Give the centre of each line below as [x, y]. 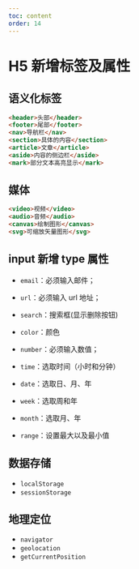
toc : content [30, 16]
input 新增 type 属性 [59, 259]
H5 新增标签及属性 [69, 66]
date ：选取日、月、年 [56, 383]
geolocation [40, 549]
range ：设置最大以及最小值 [65, 435]
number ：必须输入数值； [59, 349]
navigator [37, 540]
